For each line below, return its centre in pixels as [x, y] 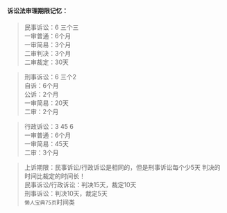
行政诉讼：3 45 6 [49, 127]
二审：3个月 [41, 152]
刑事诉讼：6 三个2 [50, 77]
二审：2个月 [41, 112]
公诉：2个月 [41, 95]
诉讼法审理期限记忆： [37, 10]
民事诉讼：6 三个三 [51, 27]
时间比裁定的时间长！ [54, 176]
